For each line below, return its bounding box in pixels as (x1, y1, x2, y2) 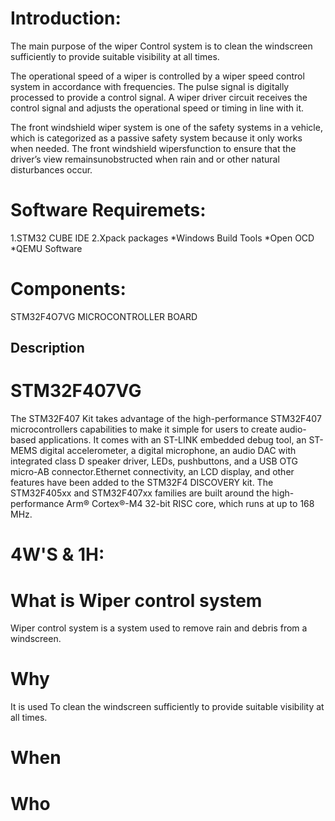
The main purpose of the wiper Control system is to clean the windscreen (10, 40, 313, 52)
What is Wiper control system (10, 589, 263, 612)
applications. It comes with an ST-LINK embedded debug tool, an (38, 434, 307, 446)
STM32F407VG (10, 380, 142, 402)
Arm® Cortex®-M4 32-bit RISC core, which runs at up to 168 (66, 498, 315, 510)
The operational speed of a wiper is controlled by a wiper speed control (10, 70, 305, 82)
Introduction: (10, 7, 122, 30)
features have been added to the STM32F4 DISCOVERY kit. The (10, 477, 274, 489)
